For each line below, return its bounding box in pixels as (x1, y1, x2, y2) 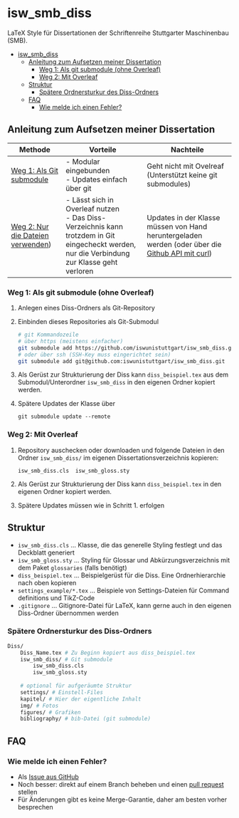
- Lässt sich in (65, 194, 114, 204)
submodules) (147, 179, 191, 189)
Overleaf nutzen (65, 204, 119, 214)
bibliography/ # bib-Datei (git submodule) (20, 715, 152, 723)
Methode (18, 145, 51, 154)
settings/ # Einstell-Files (20, 688, 103, 696)
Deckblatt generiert (17, 548, 75, 557)
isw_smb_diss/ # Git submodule (20, 656, 113, 663)
